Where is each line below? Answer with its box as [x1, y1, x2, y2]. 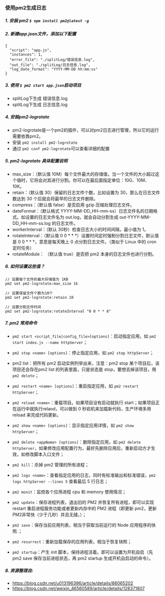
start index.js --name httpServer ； [12, 340, 88, 345]
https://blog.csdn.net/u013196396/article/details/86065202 [12, 580, 133, 586]
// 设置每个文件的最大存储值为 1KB [5, 277, 68, 282]
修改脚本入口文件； [25, 451, 65, 457]
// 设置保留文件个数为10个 [5, 291, 53, 296]
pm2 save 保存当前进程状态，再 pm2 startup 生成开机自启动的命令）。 [12, 555, 154, 562]
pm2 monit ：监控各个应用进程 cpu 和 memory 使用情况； [12, 489, 127, 495]
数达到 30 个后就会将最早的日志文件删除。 [12, 196, 99, 202]
